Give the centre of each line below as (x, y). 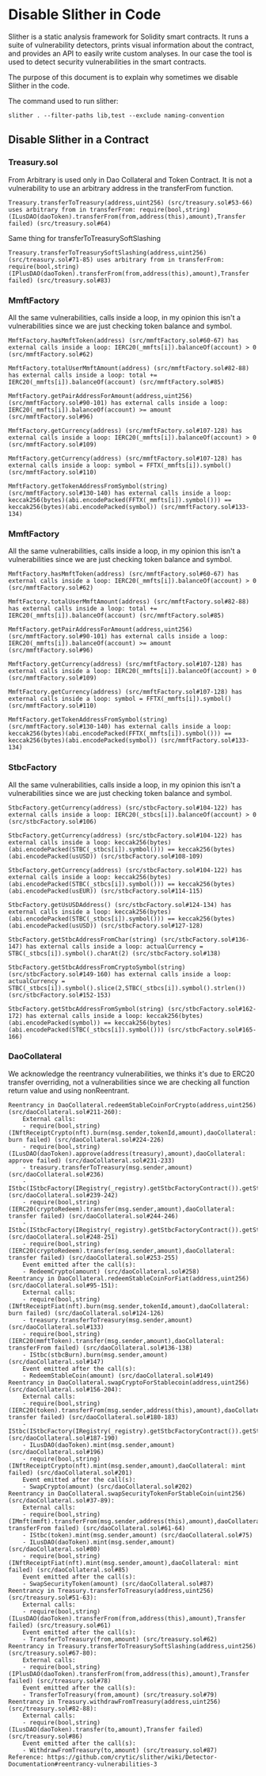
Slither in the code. (39, 86)
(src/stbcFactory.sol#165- (212, 1030)
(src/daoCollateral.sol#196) (56, 1452)
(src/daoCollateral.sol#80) (55, 1549)
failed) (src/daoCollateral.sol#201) (70, 1472)
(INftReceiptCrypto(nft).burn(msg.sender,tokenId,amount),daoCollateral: (133, 1133)
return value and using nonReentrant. (69, 1090)
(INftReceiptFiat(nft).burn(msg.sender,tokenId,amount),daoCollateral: (129, 1306)
